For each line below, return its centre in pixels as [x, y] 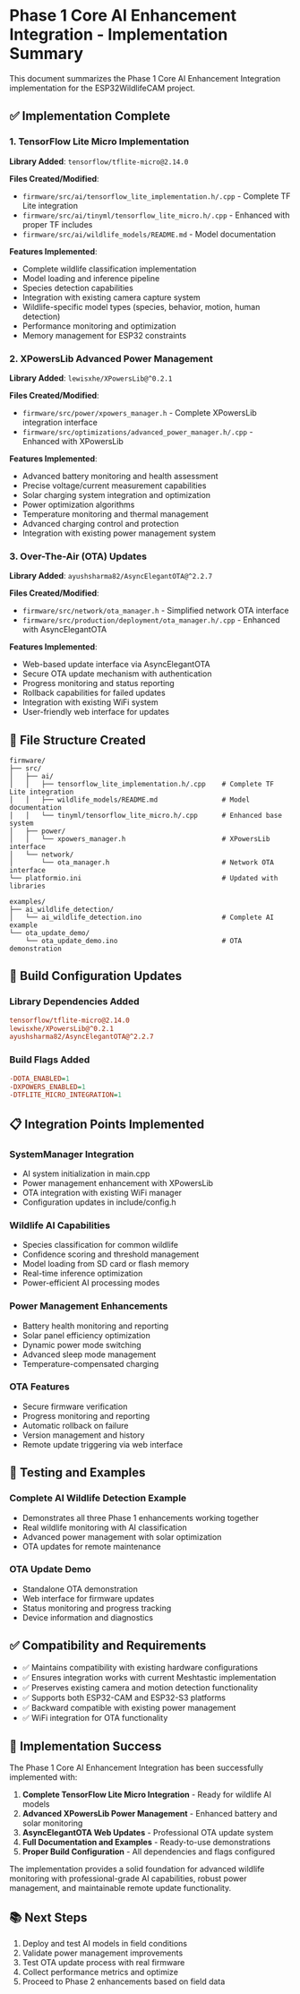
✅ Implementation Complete [90, 116]
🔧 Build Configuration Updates [95, 976]
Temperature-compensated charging [90, 1363]
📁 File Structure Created [77, 740]
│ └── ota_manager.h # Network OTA [142, 863]
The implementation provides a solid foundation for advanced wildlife [137, 1869]
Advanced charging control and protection [100, 523]
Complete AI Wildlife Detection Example [98, 1499]
